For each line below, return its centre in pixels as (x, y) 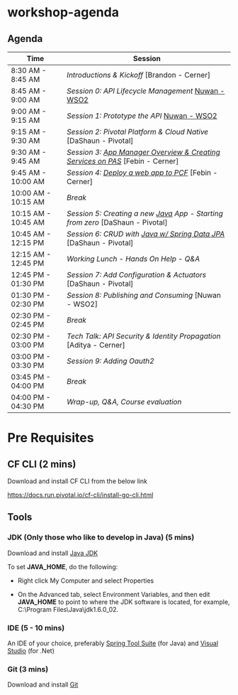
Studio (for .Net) (31, 650)
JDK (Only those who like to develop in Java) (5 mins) (101, 537)
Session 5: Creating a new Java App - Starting (145, 214)
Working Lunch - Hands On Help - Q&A (134, 259)
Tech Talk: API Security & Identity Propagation (144, 336)
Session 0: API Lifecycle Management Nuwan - (146, 91)
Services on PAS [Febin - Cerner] (123, 161)
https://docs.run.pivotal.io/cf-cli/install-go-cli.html (80, 495)
